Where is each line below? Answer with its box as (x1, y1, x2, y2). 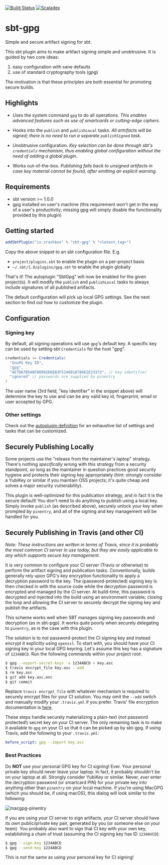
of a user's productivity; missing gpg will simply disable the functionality (12, 207, 162, 213)
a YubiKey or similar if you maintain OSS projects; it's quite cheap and (5, 477, 149, 484)
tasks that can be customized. (5, 428, 68, 434)
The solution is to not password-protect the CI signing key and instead (5, 635, 150, 641)
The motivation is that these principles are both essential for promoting (5, 78, 152, 85)
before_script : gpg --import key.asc (5, 740, 84, 745)
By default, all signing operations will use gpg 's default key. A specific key (5, 340, 157, 346)
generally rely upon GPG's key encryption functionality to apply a (5, 573, 140, 579)
